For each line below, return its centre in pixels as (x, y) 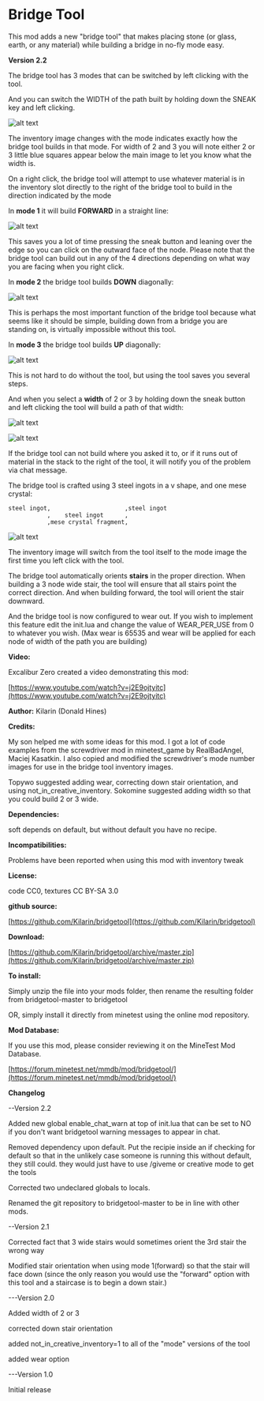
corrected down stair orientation (60, 1328)
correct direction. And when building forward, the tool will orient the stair (126, 592)
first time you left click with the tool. (66, 560)
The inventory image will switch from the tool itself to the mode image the (128, 552)
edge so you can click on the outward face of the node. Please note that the (132, 250)
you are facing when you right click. (66, 266)
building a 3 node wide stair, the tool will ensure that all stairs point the (123, 584)
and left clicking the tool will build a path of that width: (96, 407)
